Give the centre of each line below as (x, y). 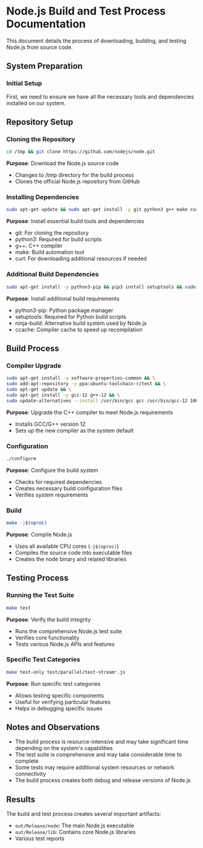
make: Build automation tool (50, 252)
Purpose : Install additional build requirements (63, 298)
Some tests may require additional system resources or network (95, 768)
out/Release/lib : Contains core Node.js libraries (75, 832)
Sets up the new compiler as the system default (74, 430)
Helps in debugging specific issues (59, 708)
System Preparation (44, 66)
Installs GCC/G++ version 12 (50, 424)
